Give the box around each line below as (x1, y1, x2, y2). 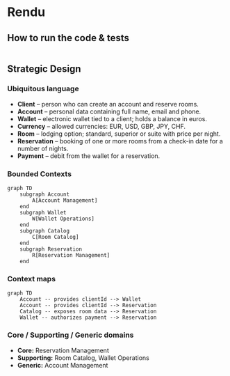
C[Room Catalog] (32, 233, 79, 240)
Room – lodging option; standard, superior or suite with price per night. (17, 130, 221, 138)
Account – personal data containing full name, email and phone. (17, 107, 202, 116)
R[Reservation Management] (32, 251, 110, 258)
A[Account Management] (32, 196, 98, 204)
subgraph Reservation (19, 245, 82, 253)
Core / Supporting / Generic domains (7, 330, 134, 340)
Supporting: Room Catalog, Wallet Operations (17, 353, 149, 362)
